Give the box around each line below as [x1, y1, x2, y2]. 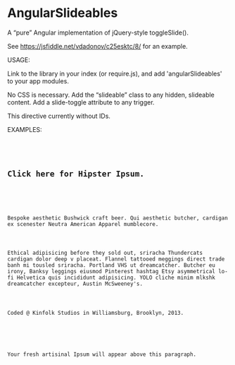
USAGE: [7, 55, 30, 64]
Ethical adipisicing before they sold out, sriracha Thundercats [7, 249, 203, 257]
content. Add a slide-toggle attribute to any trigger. [7, 97, 155, 107]
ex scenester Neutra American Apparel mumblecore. [7, 220, 159, 227]
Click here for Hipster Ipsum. [7, 168, 145, 179]
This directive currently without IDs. [7, 112, 111, 120]
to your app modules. [7, 76, 69, 85]
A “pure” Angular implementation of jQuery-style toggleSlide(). [7, 28, 189, 37]
